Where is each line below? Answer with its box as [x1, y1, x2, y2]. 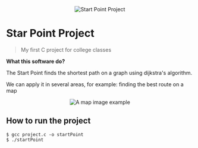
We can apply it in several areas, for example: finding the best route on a [6, 80, 184, 88]
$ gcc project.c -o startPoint [6, 131, 84, 137]
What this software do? [6, 58, 65, 65]
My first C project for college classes [20, 46, 112, 53]
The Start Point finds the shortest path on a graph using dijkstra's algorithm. [6, 69, 193, 76]
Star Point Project [6, 27, 95, 40]
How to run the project [6, 116, 91, 126]
